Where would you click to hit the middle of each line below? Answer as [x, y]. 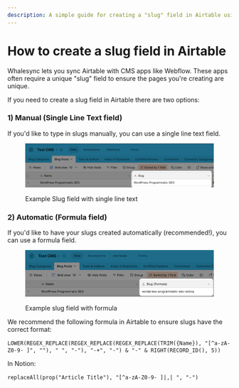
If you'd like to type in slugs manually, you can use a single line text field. [114, 133]
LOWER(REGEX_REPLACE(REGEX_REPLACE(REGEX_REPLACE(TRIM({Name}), [105, 343]
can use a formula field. [42, 240]
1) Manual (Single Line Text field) [65, 118]
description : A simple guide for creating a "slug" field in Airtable [114, 15]
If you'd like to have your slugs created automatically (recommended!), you [117, 233]
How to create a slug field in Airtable [117, 51]
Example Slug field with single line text [81, 199]
